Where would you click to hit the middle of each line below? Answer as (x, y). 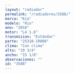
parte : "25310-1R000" (27, 41)
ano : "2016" (17, 28)
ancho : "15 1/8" (21, 55)
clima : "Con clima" (25, 46)
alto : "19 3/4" (20, 50)
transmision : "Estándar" (30, 37)
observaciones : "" (24, 59)
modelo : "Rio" (19, 23)
